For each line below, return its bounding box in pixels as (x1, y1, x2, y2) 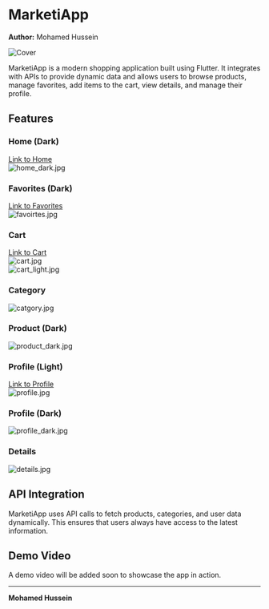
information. (8, 526, 49, 535)
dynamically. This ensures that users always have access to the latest (8, 517, 239, 526)
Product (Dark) (8, 323, 67, 334)
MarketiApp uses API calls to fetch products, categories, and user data (8, 509, 242, 518)
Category (8, 284, 46, 296)
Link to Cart (8, 248, 47, 257)
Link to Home (8, 154, 53, 163)
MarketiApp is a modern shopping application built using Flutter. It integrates (8, 63, 261, 73)
